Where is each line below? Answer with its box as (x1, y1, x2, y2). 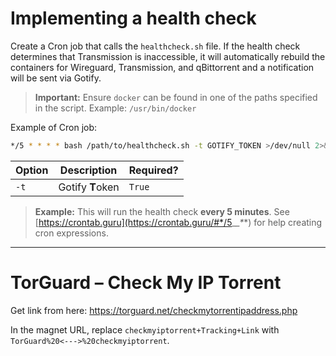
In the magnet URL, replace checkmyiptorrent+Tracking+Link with (10, 323, 280, 336)
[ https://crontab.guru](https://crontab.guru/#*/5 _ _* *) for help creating (34, 216, 323, 228)
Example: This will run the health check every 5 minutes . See (34, 205, 290, 217)
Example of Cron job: (10, 121, 98, 133)
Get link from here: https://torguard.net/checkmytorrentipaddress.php (10, 304, 298, 316)
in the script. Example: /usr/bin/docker (34, 102, 197, 114)
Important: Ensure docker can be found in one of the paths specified (34, 91, 318, 103)
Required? (128, 163, 179, 177)
